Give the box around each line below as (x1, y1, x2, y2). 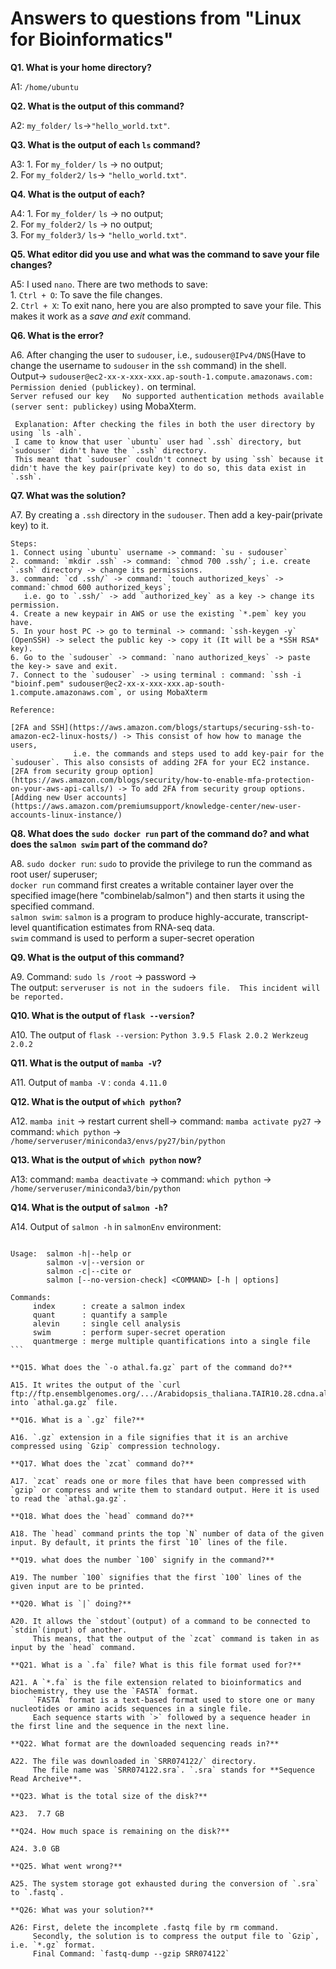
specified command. (10, 900, 95, 912)
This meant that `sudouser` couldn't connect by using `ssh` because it (14, 454, 325, 464)
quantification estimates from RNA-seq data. (31, 921, 216, 933)
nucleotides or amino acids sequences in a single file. (10, 1703, 253, 1714)
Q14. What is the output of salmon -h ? (10, 1201, 168, 1213)
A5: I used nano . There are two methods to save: (10, 278, 208, 290)
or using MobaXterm (126, 687, 208, 697)
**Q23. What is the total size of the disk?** (10, 1791, 208, 1801)
